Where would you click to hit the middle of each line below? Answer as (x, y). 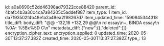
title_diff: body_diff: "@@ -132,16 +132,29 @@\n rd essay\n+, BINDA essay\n (82, 23)
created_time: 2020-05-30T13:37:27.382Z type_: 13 (94, 38)
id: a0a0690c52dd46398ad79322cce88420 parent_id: (60, 7)
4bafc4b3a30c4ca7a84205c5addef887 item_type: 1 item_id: (66, 12)
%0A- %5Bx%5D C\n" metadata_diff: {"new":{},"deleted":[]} (66, 28)
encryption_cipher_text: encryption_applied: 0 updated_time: (66, 33)
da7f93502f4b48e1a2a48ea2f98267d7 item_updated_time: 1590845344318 (82, 17)
